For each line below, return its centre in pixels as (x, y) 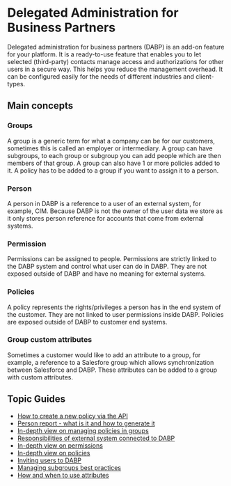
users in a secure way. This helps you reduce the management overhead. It (115, 69)
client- (205, 76)
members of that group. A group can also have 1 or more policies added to (114, 163)
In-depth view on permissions (60, 445)
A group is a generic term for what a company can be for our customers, (111, 141)
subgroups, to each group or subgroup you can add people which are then (114, 155)
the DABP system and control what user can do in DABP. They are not (107, 267)
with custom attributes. (40, 377)
